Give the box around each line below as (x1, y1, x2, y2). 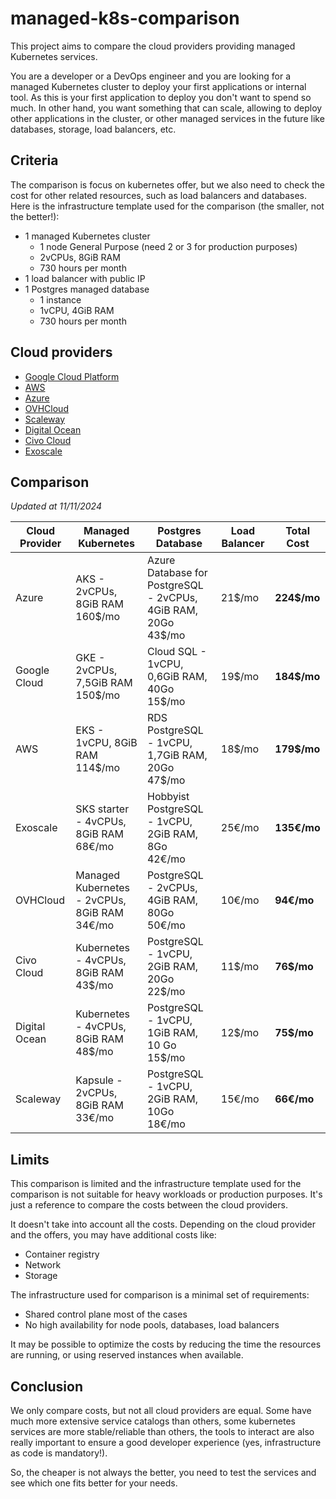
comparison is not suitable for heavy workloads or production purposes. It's (10, 1188, 323, 1201)
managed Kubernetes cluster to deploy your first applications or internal (10, 80, 307, 92)
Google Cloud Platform (24, 370, 120, 382)
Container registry (24, 1248, 100, 1261)
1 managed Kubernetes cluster (24, 230, 151, 242)
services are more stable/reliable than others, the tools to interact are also (10, 1426, 315, 1437)
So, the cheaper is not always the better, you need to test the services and (10, 1467, 317, 1478)
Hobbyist (146, 790, 190, 804)
